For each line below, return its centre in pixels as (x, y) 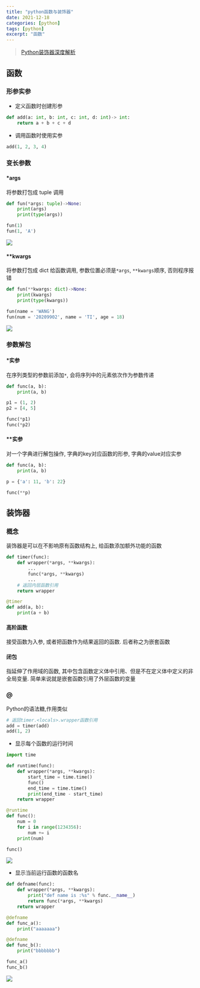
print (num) (31, 839)
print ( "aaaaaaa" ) (39, 929)
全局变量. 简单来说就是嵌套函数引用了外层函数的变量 (71, 679)
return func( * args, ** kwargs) (65, 901)
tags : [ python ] (25, 29)
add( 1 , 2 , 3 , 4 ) (26, 146)
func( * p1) (19, 420)
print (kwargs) (35, 295)
